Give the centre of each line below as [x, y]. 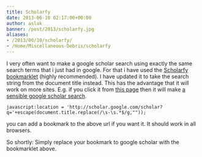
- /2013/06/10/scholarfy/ [39, 40]
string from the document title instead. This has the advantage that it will [98, 82]
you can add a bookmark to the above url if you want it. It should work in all [101, 123]
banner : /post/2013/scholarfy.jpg [50, 29]
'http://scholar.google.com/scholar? [115, 107]
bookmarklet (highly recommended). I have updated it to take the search [98, 76]
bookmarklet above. [32, 148]
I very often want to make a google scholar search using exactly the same [99, 63]
